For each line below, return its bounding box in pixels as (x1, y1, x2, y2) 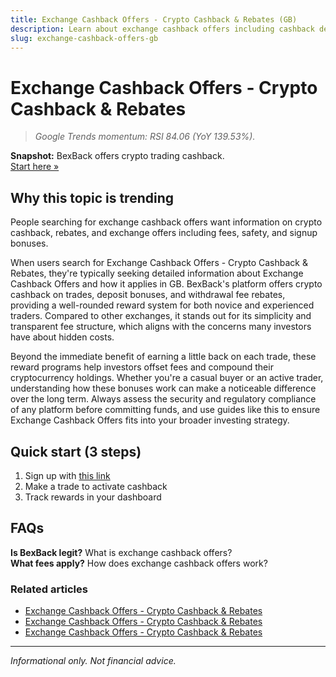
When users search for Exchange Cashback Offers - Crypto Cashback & (10, 257, 308, 269)
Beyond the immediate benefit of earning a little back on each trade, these (10, 351, 317, 363)
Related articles (10, 582, 88, 596)
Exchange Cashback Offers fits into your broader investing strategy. (10, 414, 290, 426)
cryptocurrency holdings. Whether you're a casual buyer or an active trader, (10, 372, 324, 384)
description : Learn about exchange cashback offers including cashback (10, 24, 315, 34)
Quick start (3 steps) (10, 443, 142, 460)
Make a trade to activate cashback (24, 480, 168, 492)
